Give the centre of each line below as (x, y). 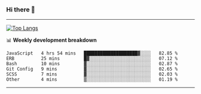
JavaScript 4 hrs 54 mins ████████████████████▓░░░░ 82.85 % (92, 53)
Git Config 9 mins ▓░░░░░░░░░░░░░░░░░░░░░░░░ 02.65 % (92, 69)
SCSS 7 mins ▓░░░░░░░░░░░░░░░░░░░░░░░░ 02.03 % (92, 74)
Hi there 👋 (21, 10)
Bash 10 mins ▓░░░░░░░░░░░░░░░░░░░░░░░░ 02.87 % (92, 64)
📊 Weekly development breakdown (51, 40)
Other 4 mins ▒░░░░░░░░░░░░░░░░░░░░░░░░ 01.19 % (92, 80)
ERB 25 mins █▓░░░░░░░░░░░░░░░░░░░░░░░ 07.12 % (92, 59)
